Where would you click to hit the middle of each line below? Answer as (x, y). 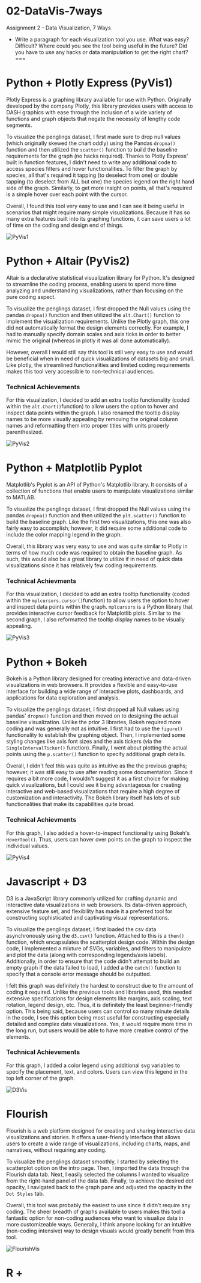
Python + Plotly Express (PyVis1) (89, 83)
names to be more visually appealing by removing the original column (92, 419)
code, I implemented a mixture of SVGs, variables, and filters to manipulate (99, 948)
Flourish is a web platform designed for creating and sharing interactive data (101, 1131)
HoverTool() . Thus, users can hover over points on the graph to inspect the (99, 839)
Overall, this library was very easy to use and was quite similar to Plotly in (97, 546)
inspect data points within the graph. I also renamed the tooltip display (93, 413)
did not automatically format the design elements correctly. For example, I (97, 328)
